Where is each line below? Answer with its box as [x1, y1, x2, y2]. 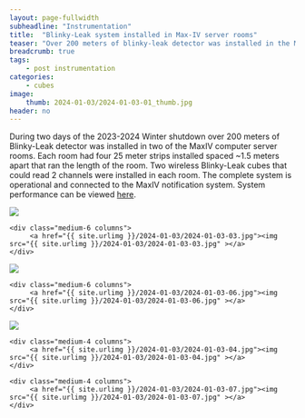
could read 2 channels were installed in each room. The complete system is [9, 170, 292, 181]
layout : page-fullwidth [9, 13, 100, 23]
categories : [9, 73, 54, 82]
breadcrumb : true [9, 47, 75, 56]
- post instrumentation [25, 65, 116, 74]
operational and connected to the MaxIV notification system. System [9, 179, 266, 191]
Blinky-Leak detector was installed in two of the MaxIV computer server [9, 141, 278, 152]
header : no [9, 106, 51, 115]
